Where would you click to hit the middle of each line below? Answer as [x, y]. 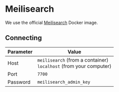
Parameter [20, 51]
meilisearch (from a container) [73, 60]
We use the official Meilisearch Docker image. [52, 23]
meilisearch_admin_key [64, 82]
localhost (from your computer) [74, 66]
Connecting [24, 38]
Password [19, 82]
